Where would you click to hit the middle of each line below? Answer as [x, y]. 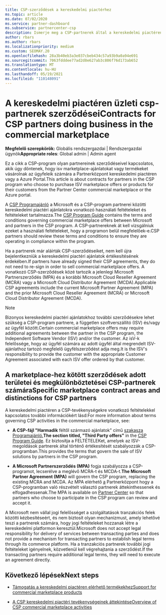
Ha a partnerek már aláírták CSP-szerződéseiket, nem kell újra [68, 251]
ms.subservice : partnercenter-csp [41, 28]
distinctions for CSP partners [51, 398]
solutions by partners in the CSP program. [55, 456]
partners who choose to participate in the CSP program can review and [85, 497]
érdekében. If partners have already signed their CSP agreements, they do [80, 261]
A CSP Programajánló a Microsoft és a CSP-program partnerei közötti [76, 204]
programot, [24, 471]
